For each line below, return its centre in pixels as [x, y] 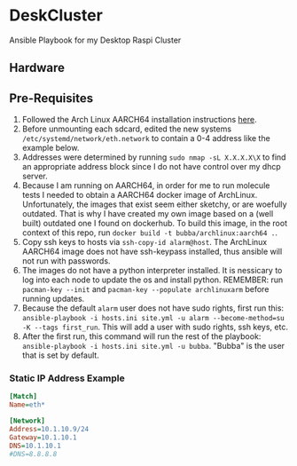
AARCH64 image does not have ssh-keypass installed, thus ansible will [152, 252]
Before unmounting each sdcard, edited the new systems [127, 129]
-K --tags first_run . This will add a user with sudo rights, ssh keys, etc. [155, 327]
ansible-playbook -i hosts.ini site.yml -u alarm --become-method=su [153, 319]
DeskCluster [56, 16]
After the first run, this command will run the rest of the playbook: [141, 336]
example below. [51, 148]
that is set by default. [60, 355]
